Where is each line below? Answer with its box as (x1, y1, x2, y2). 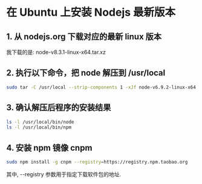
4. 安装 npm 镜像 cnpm (6, 142, 93, 153)
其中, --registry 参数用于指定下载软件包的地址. (6, 170, 122, 178)
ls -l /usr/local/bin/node (6, 119, 74, 125)
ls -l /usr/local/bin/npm (6, 124, 71, 130)
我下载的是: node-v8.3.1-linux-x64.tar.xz (6, 49, 106, 56)
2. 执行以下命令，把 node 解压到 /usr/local (6, 68, 166, 78)
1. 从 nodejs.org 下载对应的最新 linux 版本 (6, 31, 162, 42)
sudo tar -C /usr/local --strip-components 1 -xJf (6, 84, 137, 90)
